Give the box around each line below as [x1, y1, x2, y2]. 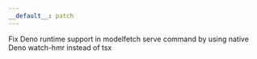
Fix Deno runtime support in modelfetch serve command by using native [8, 34, 249, 44]
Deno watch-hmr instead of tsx [8, 42, 112, 53]
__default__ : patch [8, 11, 74, 20]
